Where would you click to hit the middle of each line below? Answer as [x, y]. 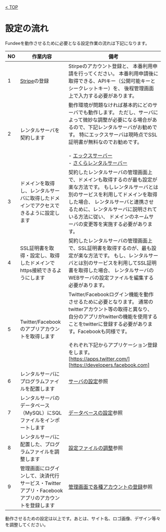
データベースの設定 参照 [96, 413]
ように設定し [45, 213]
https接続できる [38, 270]
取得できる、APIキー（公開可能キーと [112, 81]
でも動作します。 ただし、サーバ [116, 112]
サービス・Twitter [41, 483]
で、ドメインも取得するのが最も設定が [113, 180]
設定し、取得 [45, 255]
